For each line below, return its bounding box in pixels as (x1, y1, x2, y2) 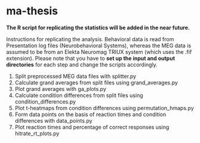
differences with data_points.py (14, 117, 93, 124)
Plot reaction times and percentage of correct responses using (14, 123, 170, 130)
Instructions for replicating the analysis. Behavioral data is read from (6, 35, 174, 42)
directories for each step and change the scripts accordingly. (6, 61, 158, 68)
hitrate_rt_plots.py (14, 130, 60, 137)
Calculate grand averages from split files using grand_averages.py (14, 79, 178, 86)
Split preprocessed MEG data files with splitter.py (14, 72, 136, 80)
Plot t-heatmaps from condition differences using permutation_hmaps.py (14, 104, 194, 111)
